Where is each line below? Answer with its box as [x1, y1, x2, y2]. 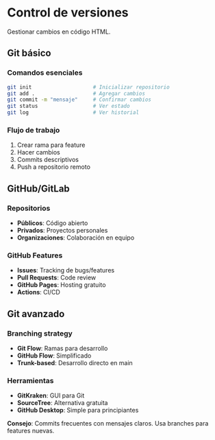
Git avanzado [7, 308, 65, 320]
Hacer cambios [16, 148, 60, 157]
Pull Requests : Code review [16, 273, 97, 282]
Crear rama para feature [16, 141, 86, 149]
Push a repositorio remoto [16, 163, 91, 171]
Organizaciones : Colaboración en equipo [16, 233, 135, 242]
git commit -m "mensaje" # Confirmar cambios [7, 96, 152, 104]
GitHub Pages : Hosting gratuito [16, 281, 106, 289]
